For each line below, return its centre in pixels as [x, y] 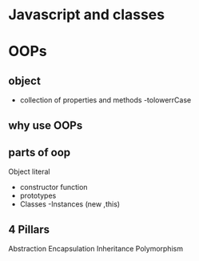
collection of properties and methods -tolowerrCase [105, 100]
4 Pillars [29, 229]
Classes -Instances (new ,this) [70, 204]
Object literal [29, 172]
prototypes [38, 196]
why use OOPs [46, 125]
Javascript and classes [87, 15]
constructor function [54, 187]
